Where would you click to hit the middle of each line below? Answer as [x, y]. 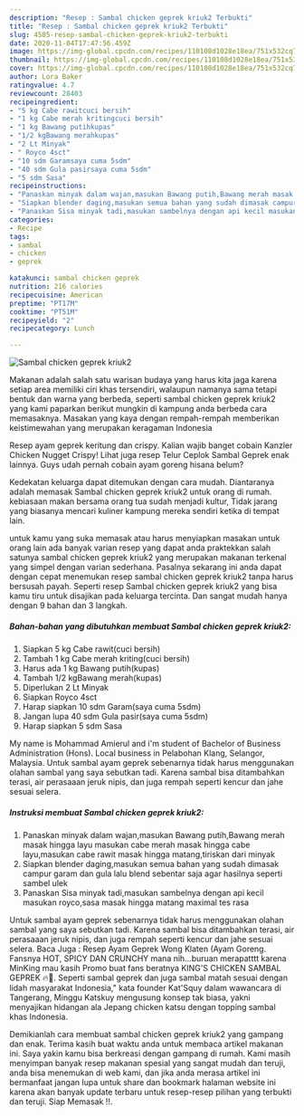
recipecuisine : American [56, 295]
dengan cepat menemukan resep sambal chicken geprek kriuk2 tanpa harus [152, 577]
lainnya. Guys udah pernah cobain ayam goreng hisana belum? [127, 465]
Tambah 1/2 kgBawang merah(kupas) [92, 678]
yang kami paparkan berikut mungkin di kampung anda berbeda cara [138, 409]
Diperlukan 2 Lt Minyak [65, 688]
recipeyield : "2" [42, 320]
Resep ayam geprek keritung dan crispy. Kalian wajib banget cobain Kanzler [151, 445]
